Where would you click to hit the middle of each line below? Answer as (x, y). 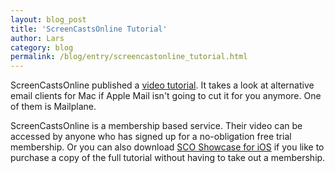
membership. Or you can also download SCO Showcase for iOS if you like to (167, 147)
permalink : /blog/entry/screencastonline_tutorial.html (129, 57)
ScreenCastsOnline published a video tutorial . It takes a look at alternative (162, 85)
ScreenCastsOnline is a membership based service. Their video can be (156, 126)
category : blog (42, 47)
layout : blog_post (48, 19)
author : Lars (37, 38)
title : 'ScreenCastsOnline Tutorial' (89, 29)
